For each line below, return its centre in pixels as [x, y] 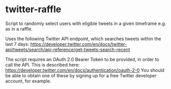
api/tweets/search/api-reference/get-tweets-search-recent [68, 49]
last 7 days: [17, 44]
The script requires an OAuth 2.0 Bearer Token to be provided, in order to [82, 59]
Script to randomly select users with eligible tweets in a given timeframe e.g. [86, 23]
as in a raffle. [19, 28]
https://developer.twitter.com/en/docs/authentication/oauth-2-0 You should [85, 70]
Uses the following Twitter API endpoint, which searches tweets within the [83, 39]
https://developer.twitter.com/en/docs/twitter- [79, 44]
